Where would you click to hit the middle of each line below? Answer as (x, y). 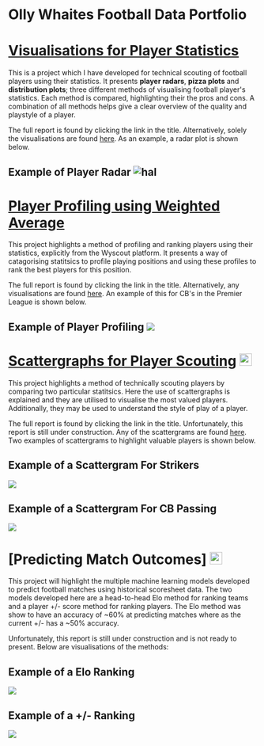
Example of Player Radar (70, 172)
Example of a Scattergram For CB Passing (113, 508)
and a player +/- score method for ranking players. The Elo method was (124, 607)
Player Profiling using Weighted (114, 206)
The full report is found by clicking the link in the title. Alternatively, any (124, 285)
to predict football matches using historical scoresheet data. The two (120, 590)
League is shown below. (47, 302)
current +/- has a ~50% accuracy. (64, 623)
